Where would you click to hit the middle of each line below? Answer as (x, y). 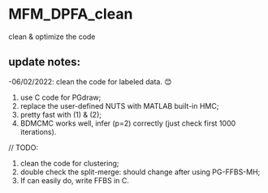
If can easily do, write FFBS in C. (75, 180)
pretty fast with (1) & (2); (61, 114)
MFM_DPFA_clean (71, 14)
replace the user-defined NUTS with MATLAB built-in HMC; (119, 105)
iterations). (38, 131)
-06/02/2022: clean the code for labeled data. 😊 (90, 81)
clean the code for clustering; (69, 163)
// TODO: (24, 148)
